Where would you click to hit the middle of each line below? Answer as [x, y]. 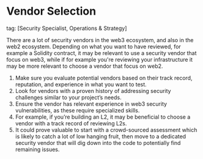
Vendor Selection [51, 11]
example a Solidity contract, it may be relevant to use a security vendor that [102, 53]
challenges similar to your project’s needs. [68, 97]
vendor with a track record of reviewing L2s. [71, 123]
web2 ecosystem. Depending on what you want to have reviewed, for [94, 46]
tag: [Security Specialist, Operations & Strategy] [67, 28]
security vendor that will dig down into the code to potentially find [98, 142]
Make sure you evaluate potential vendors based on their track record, [104, 78]
